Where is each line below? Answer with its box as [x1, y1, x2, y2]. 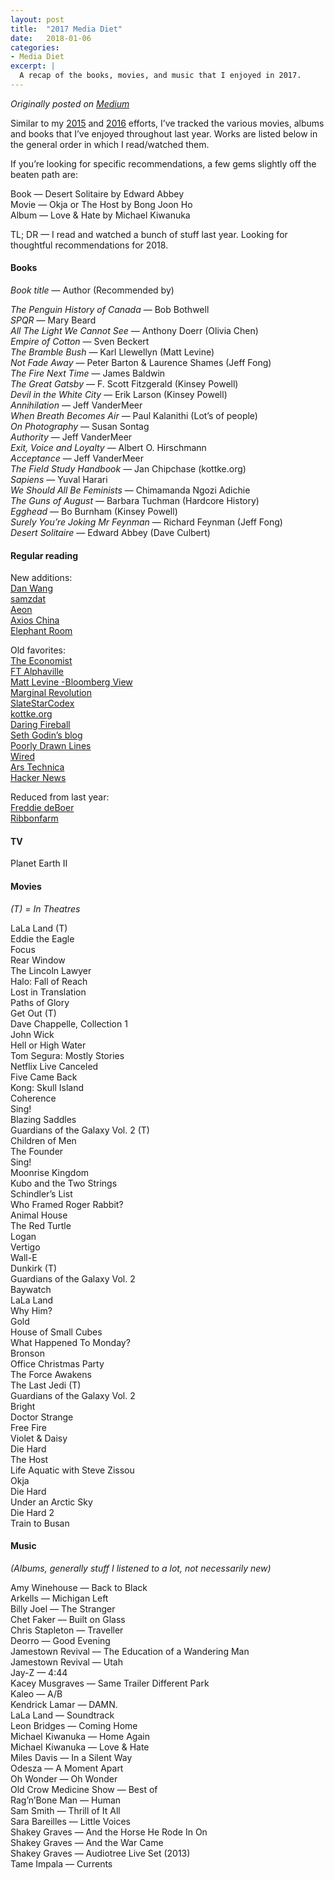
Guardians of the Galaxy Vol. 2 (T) [10, 1124, 150, 1136]
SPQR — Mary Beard [10, 314, 97, 326]
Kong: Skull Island [10, 1081, 84, 1093]
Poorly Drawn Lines [10, 740, 92, 752]
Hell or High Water [10, 1039, 87, 1051]
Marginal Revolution [10, 687, 92, 699]
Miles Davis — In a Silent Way [10, 1751, 133, 1763]
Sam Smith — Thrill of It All [10, 1804, 121, 1816]
